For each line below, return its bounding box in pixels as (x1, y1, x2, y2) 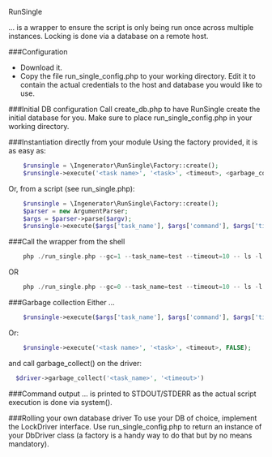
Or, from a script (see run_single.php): (8, 183, 135, 193)
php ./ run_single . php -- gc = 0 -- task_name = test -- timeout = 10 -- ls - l (23, 283, 263, 291)
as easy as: (8, 146, 46, 155)
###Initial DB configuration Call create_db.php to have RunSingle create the (8, 105, 261, 114)
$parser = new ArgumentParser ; (23, 207, 129, 215)
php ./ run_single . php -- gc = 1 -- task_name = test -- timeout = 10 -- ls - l (23, 252, 263, 261)
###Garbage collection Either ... (8, 298, 115, 307)
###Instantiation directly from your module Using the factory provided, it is (8, 137, 258, 147)
